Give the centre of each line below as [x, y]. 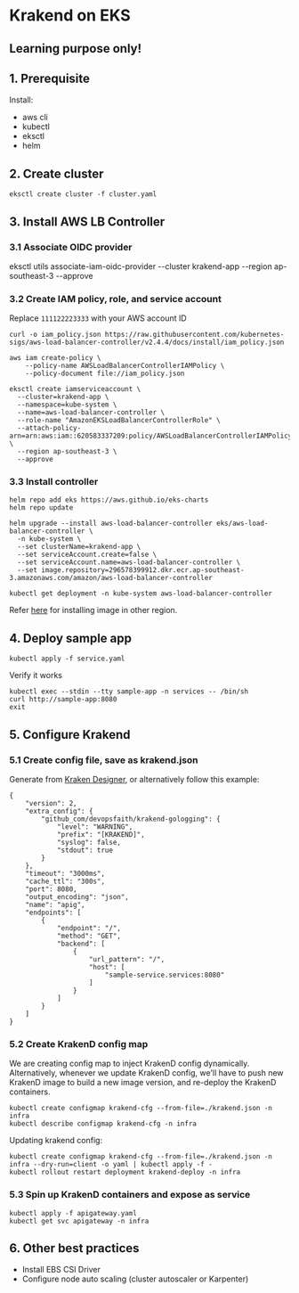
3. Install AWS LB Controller [87, 221]
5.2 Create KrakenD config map [79, 1043]
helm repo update [41, 508]
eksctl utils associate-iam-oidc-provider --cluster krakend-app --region [141, 266]
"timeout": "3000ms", [65, 873]
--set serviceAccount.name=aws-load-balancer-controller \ [129, 562]
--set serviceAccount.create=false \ [87, 555]
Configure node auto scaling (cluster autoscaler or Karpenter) [135, 1279]
